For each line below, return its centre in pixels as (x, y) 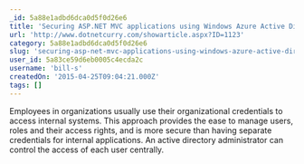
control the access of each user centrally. (87, 150)
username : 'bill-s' (46, 69)
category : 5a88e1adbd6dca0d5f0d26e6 (78, 43)
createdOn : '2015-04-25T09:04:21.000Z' (85, 77)
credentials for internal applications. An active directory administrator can (146, 140)
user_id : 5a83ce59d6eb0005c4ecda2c (76, 60)
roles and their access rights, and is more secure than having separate (141, 130)
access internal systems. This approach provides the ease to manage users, (152, 121)
